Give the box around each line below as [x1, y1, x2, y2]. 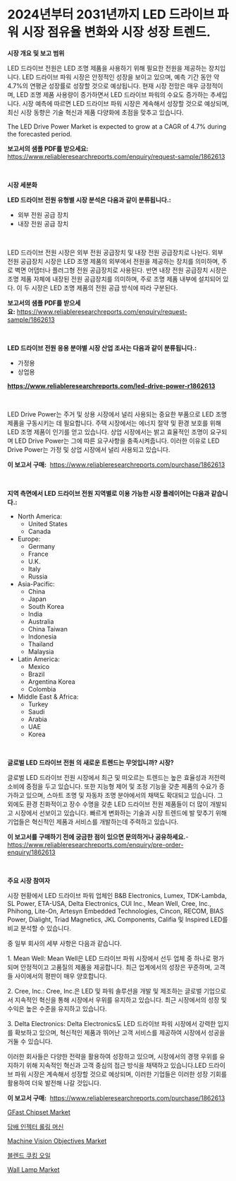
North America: [17, 512, 62, 520]
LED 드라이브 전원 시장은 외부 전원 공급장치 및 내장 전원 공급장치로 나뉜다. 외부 [7, 248, 223, 257]
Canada [27, 527, 51, 535]
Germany [27, 542, 55, 550]
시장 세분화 [7, 180, 37, 189]
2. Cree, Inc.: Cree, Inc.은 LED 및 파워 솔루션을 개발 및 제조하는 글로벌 [7, 987, 202, 995]
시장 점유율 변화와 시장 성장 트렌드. [21, 24, 211, 40]
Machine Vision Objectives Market [7, 1136, 107, 1145]
